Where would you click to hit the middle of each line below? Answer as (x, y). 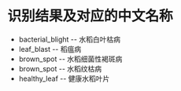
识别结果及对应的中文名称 (90, 16)
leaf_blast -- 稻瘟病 (50, 49)
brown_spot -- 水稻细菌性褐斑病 (70, 59)
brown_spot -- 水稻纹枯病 (60, 68)
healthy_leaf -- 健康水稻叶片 (64, 78)
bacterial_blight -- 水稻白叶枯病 (70, 39)
